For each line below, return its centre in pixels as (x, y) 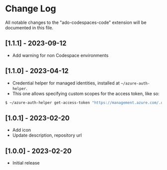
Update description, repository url (47, 135)
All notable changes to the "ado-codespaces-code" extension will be (76, 22)
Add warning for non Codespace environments (60, 55)
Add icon (22, 130)
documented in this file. (29, 27)
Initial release (26, 163)
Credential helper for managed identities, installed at (66, 83)
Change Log (31, 9)
